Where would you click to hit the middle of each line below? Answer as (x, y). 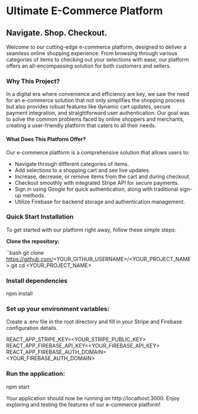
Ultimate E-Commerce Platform (85, 11)
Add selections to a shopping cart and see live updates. (82, 170)
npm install (20, 294)
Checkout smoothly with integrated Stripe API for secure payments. (97, 182)
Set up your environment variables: (58, 309)
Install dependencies (37, 281)
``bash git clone (25, 252)
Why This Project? (33, 81)
